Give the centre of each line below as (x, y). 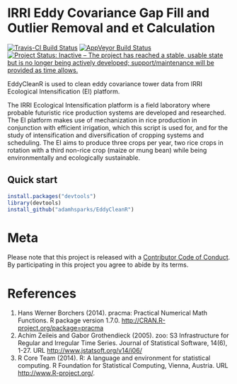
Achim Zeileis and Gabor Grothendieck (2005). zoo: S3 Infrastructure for (123, 336)
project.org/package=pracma (60, 328)
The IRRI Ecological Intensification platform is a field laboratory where (109, 105)
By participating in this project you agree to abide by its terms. (98, 265)
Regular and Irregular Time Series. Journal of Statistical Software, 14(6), (122, 343)
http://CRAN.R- (144, 320)
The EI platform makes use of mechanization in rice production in (102, 120)
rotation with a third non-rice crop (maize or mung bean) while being (107, 150)
